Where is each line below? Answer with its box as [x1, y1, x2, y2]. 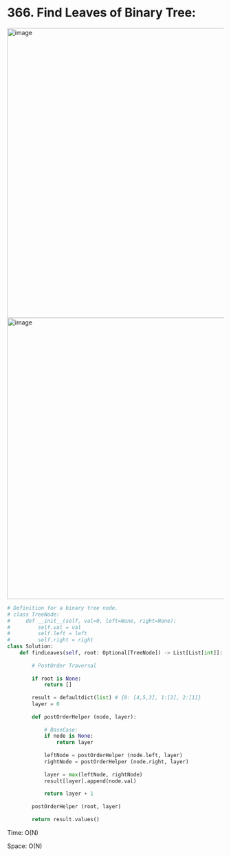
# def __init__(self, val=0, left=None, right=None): [7, 617, 177, 624]
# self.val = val [7, 623, 81, 631]
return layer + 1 [43, 790, 94, 797]
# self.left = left [7, 630, 88, 637]
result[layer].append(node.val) [43, 777, 137, 785]
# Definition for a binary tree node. [7, 604, 118, 611]
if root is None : [32, 675, 81, 682]
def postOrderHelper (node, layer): [32, 713, 137, 721]
